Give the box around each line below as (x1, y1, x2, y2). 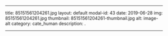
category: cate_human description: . (11, 20, 86, 26)
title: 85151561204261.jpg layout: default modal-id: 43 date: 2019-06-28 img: (5, 10, 163, 15)
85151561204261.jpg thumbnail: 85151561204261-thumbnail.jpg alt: (5, 15, 142, 21)
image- (143, 15, 158, 21)
